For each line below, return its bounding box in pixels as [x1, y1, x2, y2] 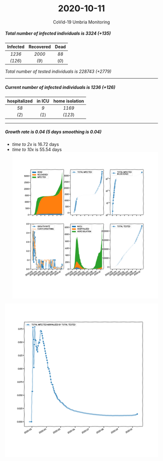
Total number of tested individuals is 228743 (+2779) [5, 69, 112, 75]
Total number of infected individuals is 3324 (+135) [5, 30, 111, 36]
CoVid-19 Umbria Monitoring [53, 19, 110, 25]
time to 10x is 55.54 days [12, 146, 62, 152]
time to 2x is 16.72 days [12, 141, 59, 147]
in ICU [36, 98, 49, 104]
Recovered [28, 44, 51, 50]
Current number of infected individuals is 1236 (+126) [5, 84, 115, 90]
